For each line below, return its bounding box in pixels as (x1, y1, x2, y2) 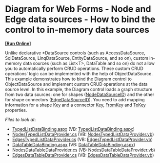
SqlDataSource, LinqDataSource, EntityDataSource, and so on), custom (5, 55, 149, 61)
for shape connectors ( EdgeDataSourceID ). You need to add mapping (5, 96, 145, 102)
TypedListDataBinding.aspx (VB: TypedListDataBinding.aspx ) (12, 126, 135, 132)
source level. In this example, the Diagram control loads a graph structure (5, 86, 153, 92)
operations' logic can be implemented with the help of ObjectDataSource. (5, 70, 153, 76)
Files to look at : (5, 116, 36, 122)
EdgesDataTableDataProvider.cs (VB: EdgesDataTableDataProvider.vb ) (12, 152, 154, 158)
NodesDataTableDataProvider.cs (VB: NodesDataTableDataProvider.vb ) (12, 147, 155, 153)
